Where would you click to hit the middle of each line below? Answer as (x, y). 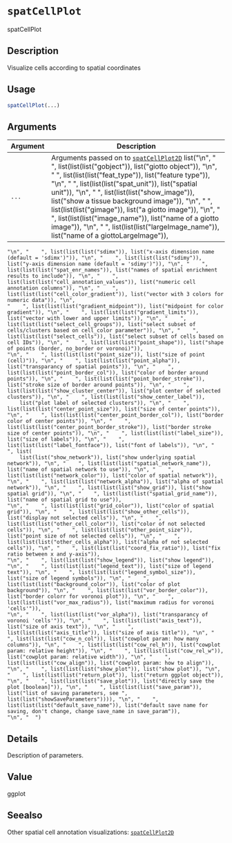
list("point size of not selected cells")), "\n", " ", (94, 536)
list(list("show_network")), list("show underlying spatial (108, 457)
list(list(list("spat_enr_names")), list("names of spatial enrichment (112, 270)
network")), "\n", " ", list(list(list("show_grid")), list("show (109, 488)
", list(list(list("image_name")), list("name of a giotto (135, 218)
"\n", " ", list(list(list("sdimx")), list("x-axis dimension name (111, 252)
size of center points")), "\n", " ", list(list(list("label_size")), (116, 433)
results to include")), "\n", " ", (63, 276)
